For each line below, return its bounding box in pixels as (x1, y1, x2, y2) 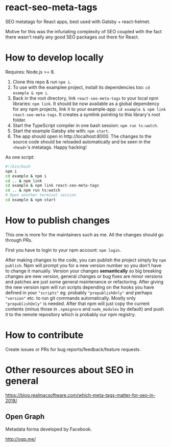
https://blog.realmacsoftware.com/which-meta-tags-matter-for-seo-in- (5, 392, 156, 398)
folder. (12, 117, 27, 123)
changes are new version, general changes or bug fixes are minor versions (5, 273, 163, 279)
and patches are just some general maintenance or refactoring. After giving (5, 278, 164, 285)
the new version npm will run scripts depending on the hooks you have (5, 284, 154, 290)
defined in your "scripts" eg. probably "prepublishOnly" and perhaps (5, 289, 153, 296)
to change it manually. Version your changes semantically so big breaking (5, 268, 162, 274)
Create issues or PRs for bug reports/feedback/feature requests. (5, 346, 141, 352)
